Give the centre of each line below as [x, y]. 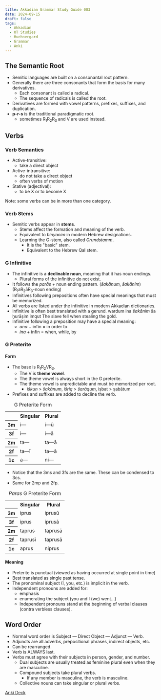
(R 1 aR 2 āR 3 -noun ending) [37, 290]
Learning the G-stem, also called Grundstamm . [66, 240]
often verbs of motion [41, 181]
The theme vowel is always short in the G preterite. [70, 379]
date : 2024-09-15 [23, 14]
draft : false [18, 19]
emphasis [29, 594]
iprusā [52, 522]
